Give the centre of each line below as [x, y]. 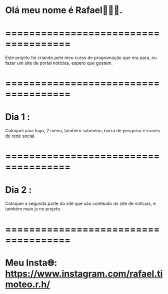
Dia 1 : [17, 117]
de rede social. [20, 136]
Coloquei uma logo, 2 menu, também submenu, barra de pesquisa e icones [83, 131]
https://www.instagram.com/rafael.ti [84, 274]
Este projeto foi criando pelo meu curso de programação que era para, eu [81, 58]
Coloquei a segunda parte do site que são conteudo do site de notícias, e [80, 204]
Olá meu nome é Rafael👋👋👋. [64, 10]
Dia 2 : [18, 190]
